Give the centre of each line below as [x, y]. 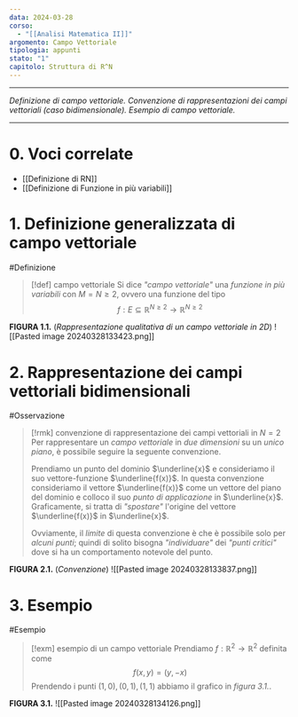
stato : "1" [29, 59]
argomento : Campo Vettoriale [63, 42]
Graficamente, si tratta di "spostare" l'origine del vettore [133, 507]
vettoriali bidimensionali [100, 391]
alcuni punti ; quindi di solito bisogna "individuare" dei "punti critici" [153, 543]
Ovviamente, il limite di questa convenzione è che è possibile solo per [158, 533]
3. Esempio [51, 605]
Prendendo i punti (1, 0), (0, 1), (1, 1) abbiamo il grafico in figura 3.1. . [151, 686]
